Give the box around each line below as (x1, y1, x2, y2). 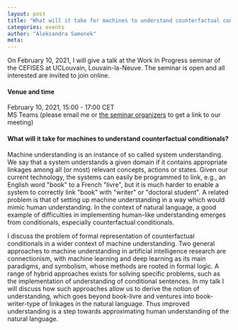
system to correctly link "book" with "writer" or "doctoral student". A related (7, 188, 229, 196)
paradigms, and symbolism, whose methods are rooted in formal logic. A (7, 261, 220, 270)
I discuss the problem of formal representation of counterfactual (7, 232, 195, 240)
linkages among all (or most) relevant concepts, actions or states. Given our (7, 165, 228, 173)
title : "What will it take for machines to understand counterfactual (7, 17, 220, 24)
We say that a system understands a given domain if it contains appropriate (7, 157, 228, 166)
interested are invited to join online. (7, 72, 110, 80)
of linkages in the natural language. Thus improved (41, 299, 190, 308)
